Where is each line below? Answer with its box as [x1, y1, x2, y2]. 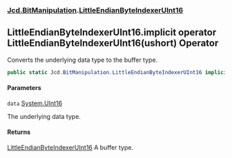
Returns [7, 128, 31, 136]
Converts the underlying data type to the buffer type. [7, 56, 158, 64]
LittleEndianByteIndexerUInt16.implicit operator [7, 27, 217, 38]
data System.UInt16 [7, 99, 63, 107]
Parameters [7, 84, 41, 92]
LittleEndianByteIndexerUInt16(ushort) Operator [7, 37, 219, 49]
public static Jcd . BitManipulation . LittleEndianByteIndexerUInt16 [7, 69, 202, 76]
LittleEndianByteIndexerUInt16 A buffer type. [7, 144, 133, 152]
